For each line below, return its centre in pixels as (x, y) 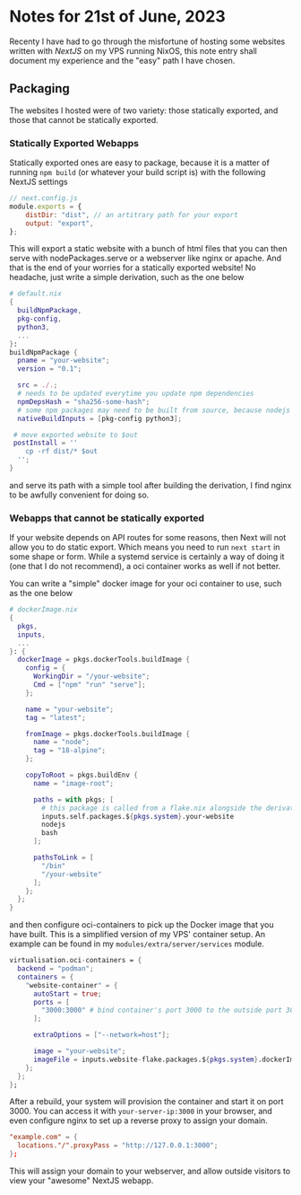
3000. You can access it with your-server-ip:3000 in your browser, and (141, 1112)
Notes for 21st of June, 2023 (117, 17)
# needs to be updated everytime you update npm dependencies (136, 394)
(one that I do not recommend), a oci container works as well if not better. (145, 567)
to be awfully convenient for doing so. (79, 495)
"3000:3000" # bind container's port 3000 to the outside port (162, 1010)
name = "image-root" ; (73, 783)
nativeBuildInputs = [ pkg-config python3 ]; (99, 418)
